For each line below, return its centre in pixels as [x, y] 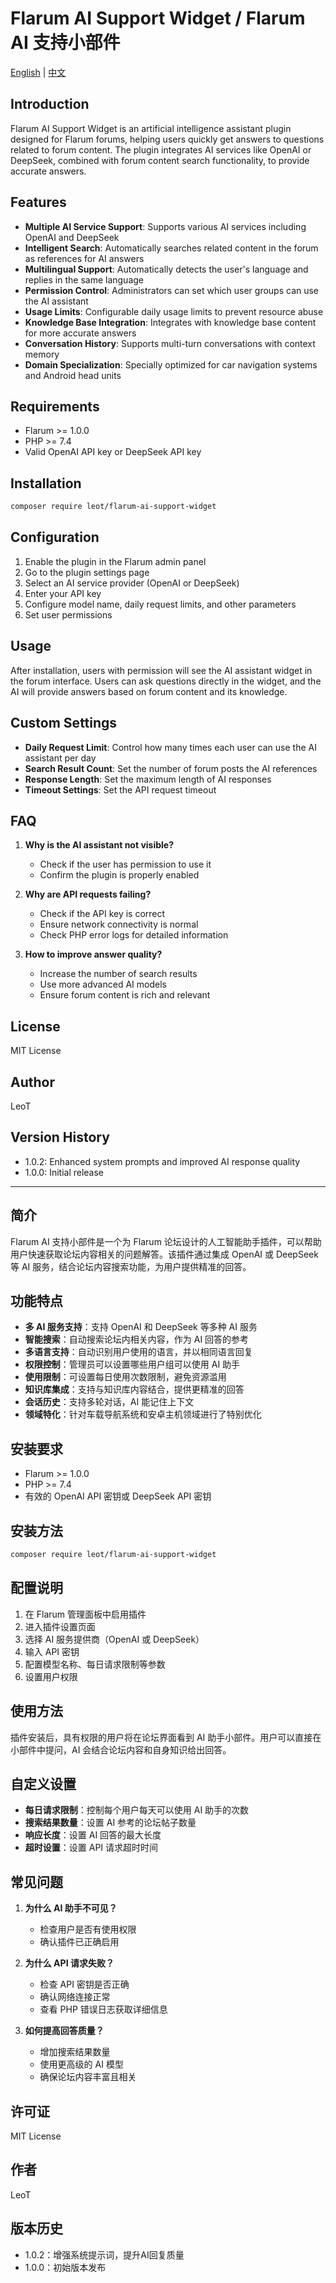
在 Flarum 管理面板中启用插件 [85, 1614]
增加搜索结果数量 [75, 2052]
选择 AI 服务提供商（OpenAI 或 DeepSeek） [114, 1639]
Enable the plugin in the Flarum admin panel [115, 561]
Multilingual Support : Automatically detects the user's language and [166, 269]
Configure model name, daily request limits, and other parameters [160, 604]
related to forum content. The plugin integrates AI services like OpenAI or [161, 149]
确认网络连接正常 [75, 1997]
